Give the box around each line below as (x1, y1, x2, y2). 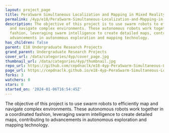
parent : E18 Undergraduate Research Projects (5, 45, 102, 50)
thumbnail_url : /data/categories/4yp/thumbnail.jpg (5, 59, 116, 64)
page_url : (5, 68, 26, 73)
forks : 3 (5, 73, 24, 78)
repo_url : (5, 63, 26, 68)
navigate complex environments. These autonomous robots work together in (5, 106, 164, 112)
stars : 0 (5, 82, 24, 87)
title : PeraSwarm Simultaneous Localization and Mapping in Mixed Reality (5, 12, 165, 17)
